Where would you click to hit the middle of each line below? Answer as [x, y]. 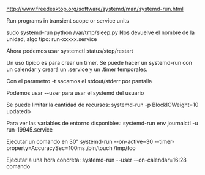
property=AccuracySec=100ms [46, 148]
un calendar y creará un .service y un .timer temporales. [77, 69]
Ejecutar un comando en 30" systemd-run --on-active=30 [80, 141]
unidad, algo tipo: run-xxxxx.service [52, 39]
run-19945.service [30, 130]
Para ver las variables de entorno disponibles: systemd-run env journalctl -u [102, 123]
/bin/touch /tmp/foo [111, 148]
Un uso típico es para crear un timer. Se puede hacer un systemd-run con [99, 63]
